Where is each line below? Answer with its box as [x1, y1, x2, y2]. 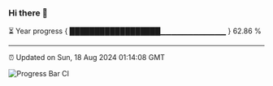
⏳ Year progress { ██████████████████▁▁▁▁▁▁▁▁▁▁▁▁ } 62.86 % [8, 26, 262, 36]
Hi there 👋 [8, 7, 49, 19]
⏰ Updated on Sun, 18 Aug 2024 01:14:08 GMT [8, 53, 165, 62]
